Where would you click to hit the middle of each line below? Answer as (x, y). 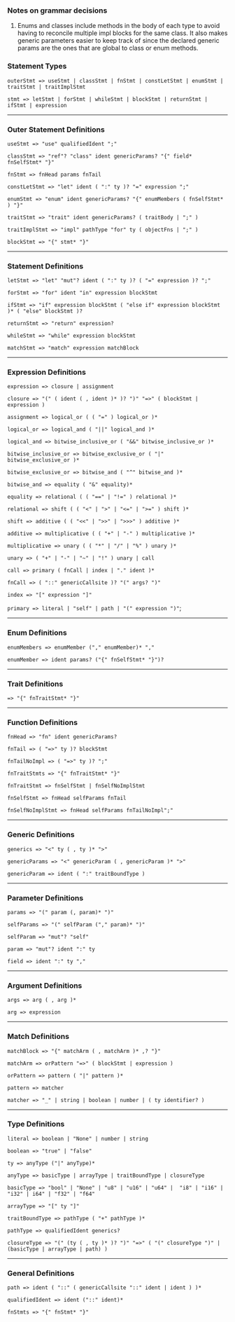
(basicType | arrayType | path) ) (58, 1249)
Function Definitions (43, 722)
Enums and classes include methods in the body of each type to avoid (119, 26)
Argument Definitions (45, 985)
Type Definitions (36, 1124)
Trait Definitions (35, 684)
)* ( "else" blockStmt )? (45, 311)
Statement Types (37, 67)
